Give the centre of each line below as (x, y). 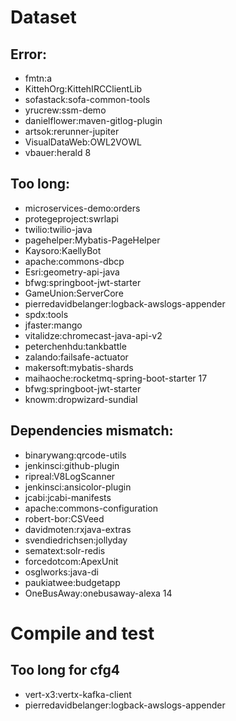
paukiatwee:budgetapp (72, 582)
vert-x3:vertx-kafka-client (78, 694)
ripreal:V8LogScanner (70, 476)
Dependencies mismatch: (92, 431)
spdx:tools (46, 314)
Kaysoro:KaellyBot (63, 250)
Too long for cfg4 (65, 670)
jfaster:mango (53, 325)
